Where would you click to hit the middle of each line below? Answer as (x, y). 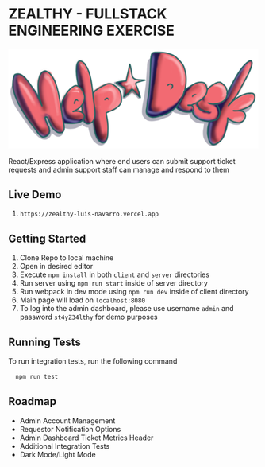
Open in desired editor (56, 267)
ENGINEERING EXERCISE (91, 31)
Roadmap (33, 401)
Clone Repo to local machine (67, 258)
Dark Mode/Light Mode (58, 454)
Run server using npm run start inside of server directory (114, 283)
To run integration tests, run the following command (93, 361)
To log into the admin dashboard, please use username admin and (127, 309)
